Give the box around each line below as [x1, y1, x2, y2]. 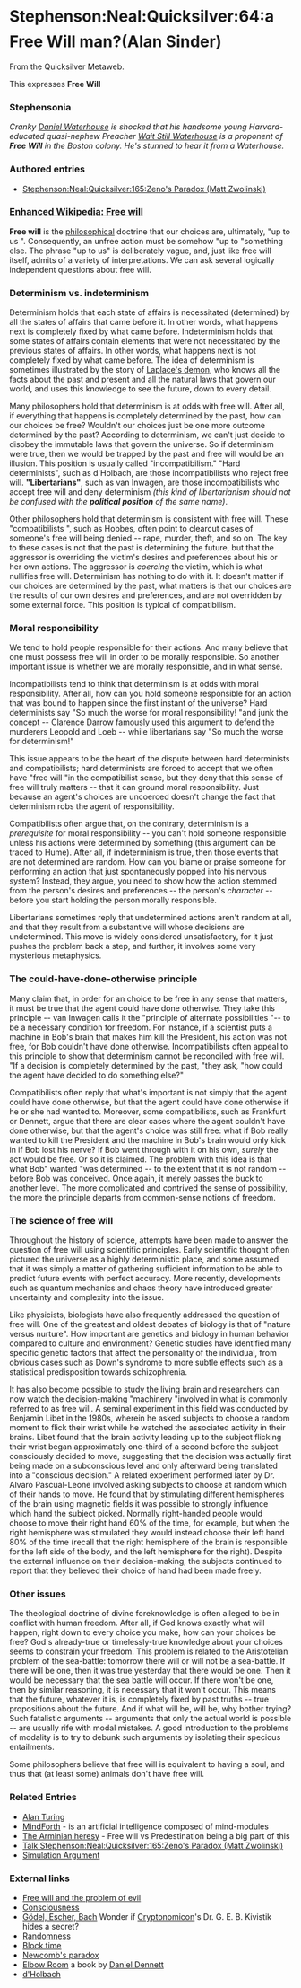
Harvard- [249, 121, 284, 132]
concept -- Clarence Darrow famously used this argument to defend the [9, 717, 275, 727]
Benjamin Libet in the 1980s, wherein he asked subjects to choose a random [9, 1412, 290, 1423]
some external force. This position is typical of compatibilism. [9, 600, 236, 611]
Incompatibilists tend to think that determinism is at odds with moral [9, 679, 260, 690]
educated [9, 131, 45, 142]
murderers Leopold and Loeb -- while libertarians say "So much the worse [9, 726, 284, 737]
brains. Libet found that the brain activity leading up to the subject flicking [9, 1432, 282, 1443]
